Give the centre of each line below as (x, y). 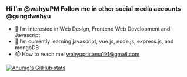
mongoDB (27, 48)
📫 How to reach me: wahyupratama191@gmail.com (77, 54)
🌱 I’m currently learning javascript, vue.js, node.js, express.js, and (94, 41)
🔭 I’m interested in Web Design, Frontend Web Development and (92, 29)
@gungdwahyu (29, 16)
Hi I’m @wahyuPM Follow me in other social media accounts (93, 9)
